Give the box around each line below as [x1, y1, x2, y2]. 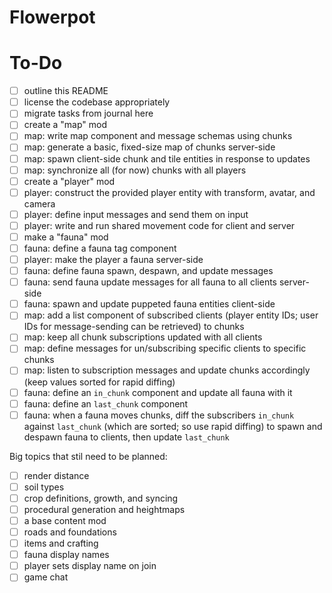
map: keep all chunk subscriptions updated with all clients [23, 331, 263, 343]
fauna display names [23, 549, 110, 561]
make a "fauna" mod [23, 231, 109, 243]
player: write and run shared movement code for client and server [23, 219, 296, 231]
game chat [23, 571, 69, 583]
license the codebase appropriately [23, 96, 171, 108]
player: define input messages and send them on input [23, 208, 249, 220]
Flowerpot [9, 6, 96, 29]
